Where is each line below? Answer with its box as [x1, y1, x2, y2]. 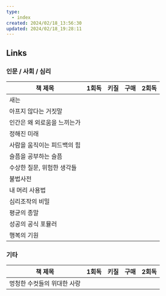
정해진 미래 [9, 129, 39, 138]
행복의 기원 [9, 231, 39, 239]
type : [6, 8, 20, 15]
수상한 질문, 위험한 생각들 [9, 163, 77, 171]
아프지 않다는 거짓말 [9, 106, 63, 115]
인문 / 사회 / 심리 [6, 67, 51, 75]
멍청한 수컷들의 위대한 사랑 [9, 279, 81, 288]
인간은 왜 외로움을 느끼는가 [9, 118, 81, 126]
